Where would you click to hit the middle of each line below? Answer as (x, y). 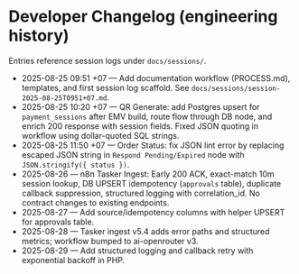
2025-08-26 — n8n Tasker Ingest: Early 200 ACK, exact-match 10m (148, 174)
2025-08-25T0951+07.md (64, 98)
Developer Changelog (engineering (143, 17)
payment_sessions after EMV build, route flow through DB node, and (147, 116)
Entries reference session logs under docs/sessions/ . (107, 60)
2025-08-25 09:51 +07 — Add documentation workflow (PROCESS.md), (156, 78)
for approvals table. (58, 222)
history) (39, 36)
